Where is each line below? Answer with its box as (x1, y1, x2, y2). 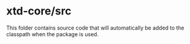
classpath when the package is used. (6, 30, 99, 37)
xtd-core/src (6, 4, 72, 18)
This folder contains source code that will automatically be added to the (6, 24, 185, 31)
